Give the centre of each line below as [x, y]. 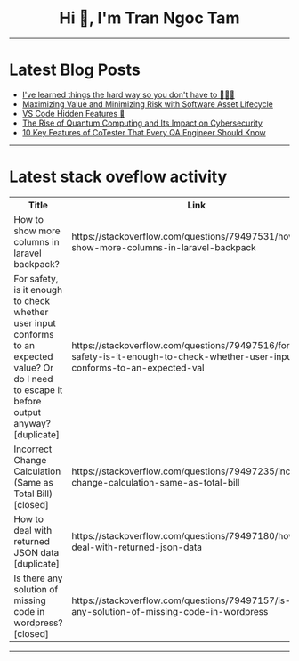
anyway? [32, 423]
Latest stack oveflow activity [118, 177]
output [28, 412]
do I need [33, 379]
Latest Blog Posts [75, 70]
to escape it [38, 389]
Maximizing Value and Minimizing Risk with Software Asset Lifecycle [148, 104]
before [28, 401]
